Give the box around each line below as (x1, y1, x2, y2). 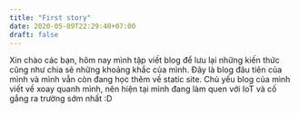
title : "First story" (9, 13, 92, 23)
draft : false (9, 30, 59, 39)
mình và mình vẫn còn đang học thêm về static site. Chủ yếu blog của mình (9, 74, 291, 85)
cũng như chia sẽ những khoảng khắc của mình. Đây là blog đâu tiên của (9, 64, 283, 75)
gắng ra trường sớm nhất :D (9, 93, 113, 104)
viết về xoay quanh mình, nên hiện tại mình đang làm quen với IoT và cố (9, 83, 277, 95)
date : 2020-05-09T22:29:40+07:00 (9, 22, 136, 31)
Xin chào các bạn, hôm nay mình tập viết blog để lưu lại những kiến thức (9, 55, 280, 66)
